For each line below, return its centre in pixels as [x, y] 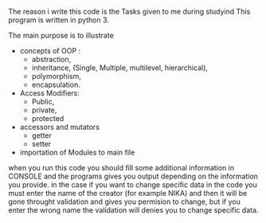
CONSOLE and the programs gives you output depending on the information [133, 176]
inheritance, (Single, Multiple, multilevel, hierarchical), [120, 68]
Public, [43, 102]
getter [41, 135]
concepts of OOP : [50, 51]
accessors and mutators [59, 127]
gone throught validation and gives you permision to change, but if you [124, 201]
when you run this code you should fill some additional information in [121, 168]
